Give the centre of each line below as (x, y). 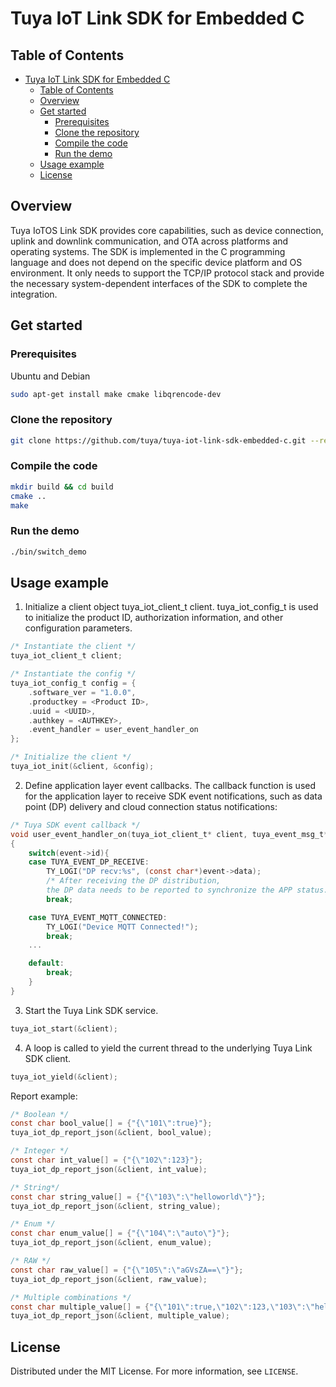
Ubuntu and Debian (50, 376)
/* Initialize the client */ (71, 757)
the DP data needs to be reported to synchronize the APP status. (187, 890)
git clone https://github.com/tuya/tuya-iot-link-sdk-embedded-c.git (158, 440)
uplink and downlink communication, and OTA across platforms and (149, 241)
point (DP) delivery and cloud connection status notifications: (151, 806)
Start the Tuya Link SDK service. (91, 1010)
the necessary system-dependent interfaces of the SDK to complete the (159, 283)
